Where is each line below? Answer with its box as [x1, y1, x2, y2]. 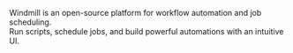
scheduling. [9, 17, 52, 27]
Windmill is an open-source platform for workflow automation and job [9, 8, 262, 18]
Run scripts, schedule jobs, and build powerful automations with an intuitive [9, 26, 284, 36]
